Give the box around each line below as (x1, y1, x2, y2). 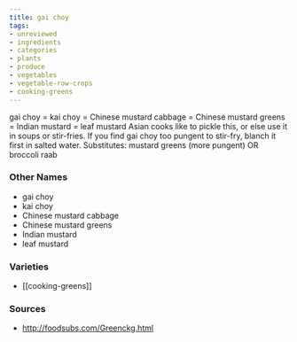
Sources (9, 303, 46, 315)
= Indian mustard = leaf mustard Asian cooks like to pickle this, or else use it (9, 120, 288, 131)
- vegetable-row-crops (9, 79, 93, 88)
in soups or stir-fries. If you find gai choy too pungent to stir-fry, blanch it (9, 130, 277, 141)
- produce (9, 63, 46, 72)
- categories (9, 46, 58, 55)
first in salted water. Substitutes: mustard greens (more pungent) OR (9, 139, 259, 151)
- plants (9, 54, 42, 63)
